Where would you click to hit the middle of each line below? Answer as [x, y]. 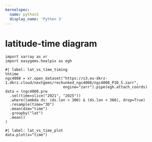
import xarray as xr [27, 57]
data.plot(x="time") [27, 135]
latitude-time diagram [51, 43]
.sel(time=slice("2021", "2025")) [45, 96]
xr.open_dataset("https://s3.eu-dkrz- [67, 78]
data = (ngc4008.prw [27, 92]
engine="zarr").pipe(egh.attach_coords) [105, 87]
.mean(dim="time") [29, 109]
